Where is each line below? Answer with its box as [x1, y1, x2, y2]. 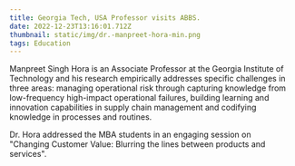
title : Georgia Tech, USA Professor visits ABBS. [9, 13, 202, 23]
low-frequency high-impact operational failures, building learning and [9, 93, 270, 103]
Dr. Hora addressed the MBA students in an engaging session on [9, 129, 251, 141]
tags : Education [9, 38, 71, 48]
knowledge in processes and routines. [9, 112, 152, 122]
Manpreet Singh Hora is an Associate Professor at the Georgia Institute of [9, 63, 284, 74]
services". [9, 149, 47, 160]
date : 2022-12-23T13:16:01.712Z [9, 22, 132, 31]
